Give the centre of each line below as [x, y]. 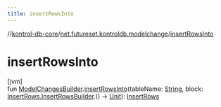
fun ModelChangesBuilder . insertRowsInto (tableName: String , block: [105, 89]
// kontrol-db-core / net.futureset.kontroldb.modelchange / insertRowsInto [110, 34]
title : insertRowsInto [40, 14]
